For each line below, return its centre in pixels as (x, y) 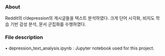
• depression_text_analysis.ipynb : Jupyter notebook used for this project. (80, 48)
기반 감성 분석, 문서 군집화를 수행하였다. (48, 24)
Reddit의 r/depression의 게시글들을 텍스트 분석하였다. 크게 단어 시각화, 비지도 (80, 18)
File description (24, 37)
